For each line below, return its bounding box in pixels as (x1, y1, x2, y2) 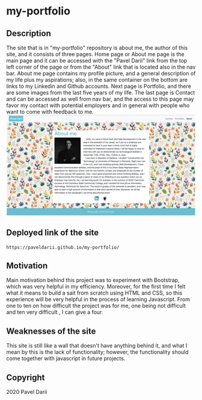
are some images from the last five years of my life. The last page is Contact (6, 89, 195, 96)
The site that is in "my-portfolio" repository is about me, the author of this (6, 44, 188, 51)
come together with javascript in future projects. (6, 355, 126, 362)
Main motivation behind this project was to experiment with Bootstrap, (6, 277, 180, 284)
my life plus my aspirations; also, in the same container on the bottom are (6, 77, 188, 83)
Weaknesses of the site (6, 326, 96, 336)
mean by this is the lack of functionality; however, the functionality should (6, 348, 189, 356)
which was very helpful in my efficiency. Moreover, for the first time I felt (6, 283, 186, 290)
